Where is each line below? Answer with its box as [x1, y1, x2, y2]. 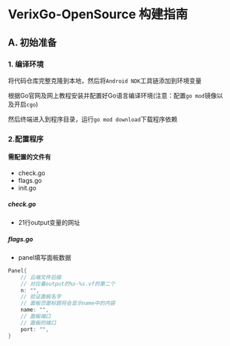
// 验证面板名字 [20, 293, 62, 300]
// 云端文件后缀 [20, 274, 62, 281]
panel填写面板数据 [17, 253, 72, 261]
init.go [17, 184, 37, 192]
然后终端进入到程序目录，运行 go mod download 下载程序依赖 [8, 115, 178, 123]
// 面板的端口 [20, 319, 57, 326]
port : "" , [20, 326, 50, 333]
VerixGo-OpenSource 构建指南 [8, 6, 188, 22]
